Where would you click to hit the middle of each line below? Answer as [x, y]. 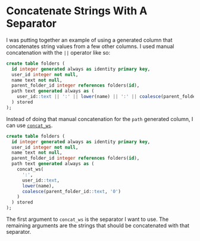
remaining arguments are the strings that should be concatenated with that [98, 226]
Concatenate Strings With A [77, 11]
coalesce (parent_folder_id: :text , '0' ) [71, 191]
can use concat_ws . [29, 125]
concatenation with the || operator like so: [58, 52]
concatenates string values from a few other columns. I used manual [90, 46]
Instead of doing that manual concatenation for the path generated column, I [100, 119]
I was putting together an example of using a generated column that [89, 40]
